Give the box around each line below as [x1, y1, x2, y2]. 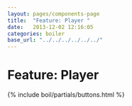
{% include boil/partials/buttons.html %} [7, 90, 126, 99]
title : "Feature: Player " [7, 17, 91, 24]
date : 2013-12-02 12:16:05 [7, 23, 94, 30]
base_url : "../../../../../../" [7, 37, 103, 44]
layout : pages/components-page [7, 10, 100, 18]
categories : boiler [7, 30, 65, 37]
